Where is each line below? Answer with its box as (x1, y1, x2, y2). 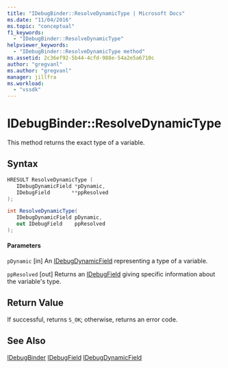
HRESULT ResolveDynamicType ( (7, 176, 94, 183)
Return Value (7, 297, 64, 308)
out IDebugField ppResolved (16, 220, 106, 228)
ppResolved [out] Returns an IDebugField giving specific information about (7, 270, 216, 278)
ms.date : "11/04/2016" (7, 16, 72, 23)
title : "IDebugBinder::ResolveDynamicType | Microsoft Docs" (7, 10, 186, 17)
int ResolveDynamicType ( (7, 208, 78, 215)
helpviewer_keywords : (7, 42, 69, 49)
